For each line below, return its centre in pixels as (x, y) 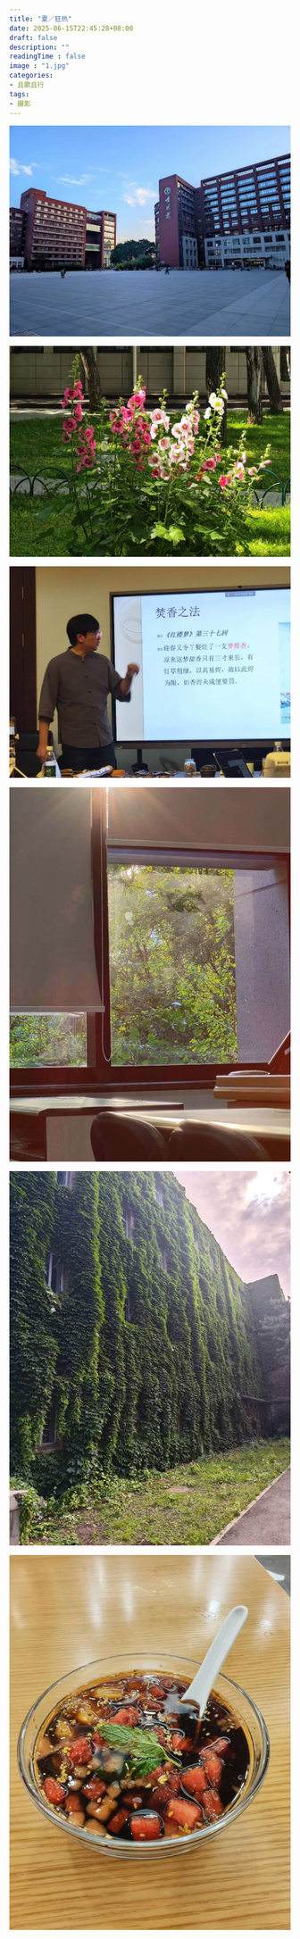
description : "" (39, 47)
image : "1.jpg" (39, 66)
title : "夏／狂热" (41, 19)
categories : (31, 76)
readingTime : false (48, 57)
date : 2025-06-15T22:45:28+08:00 (71, 28)
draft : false (33, 37)
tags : (19, 94)
